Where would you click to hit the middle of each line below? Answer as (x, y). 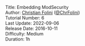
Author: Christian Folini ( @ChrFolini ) (42, 12)
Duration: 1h (18, 39)
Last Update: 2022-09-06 (32, 23)
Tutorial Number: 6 (25, 18)
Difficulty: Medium (25, 34)
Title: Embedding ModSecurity (37, 7)
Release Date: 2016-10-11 (32, 28)
